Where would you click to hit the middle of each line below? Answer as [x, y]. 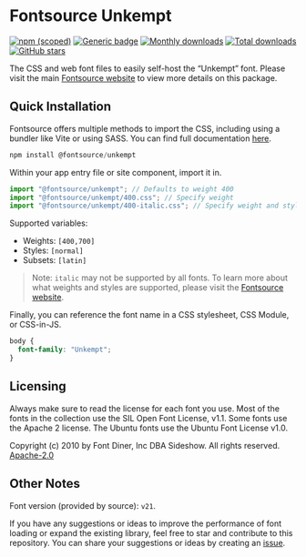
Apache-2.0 [32, 455]
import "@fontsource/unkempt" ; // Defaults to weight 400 [122, 189]
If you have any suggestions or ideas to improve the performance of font [146, 523]
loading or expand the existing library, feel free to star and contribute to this [151, 532]
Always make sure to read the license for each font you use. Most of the [145, 408]
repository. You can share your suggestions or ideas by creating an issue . [148, 542]
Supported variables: [49, 223]
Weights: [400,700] [59, 241]
